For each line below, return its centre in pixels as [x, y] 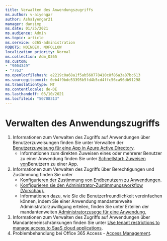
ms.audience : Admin [26, 33]
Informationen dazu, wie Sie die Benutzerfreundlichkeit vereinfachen [91, 196]
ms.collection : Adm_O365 [31, 56]
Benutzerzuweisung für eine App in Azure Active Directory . [73, 148]
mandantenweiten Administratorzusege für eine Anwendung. [83, 212]
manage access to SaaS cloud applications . [58, 228]
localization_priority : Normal [38, 52]
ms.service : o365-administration [40, 43]
